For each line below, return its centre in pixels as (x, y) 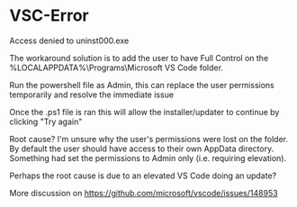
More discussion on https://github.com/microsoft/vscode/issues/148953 (144, 193)
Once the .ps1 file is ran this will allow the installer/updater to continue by (144, 112)
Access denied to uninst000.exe (69, 40)
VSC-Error (49, 16)
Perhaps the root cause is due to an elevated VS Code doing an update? (143, 175)
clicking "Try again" (46, 121)
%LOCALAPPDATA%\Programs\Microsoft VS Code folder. (116, 67)
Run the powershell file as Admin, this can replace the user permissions (142, 85)
